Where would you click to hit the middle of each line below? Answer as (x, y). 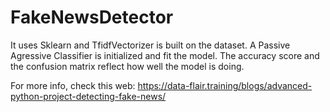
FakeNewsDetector (92, 17)
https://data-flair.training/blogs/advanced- (225, 85)
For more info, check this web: (73, 85)
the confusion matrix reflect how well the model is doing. (127, 66)
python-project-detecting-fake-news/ (88, 96)
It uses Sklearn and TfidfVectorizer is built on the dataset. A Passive (150, 45)
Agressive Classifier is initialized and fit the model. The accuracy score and (165, 55)
